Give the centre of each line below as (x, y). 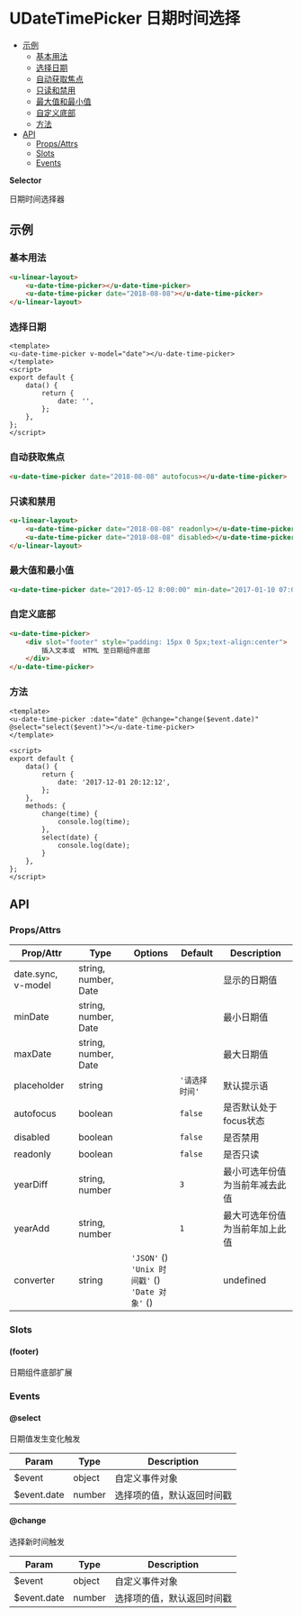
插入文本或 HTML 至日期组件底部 (96, 650)
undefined (245, 1280)
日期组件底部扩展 (41, 1372)
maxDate (33, 1054)
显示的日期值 (250, 980)
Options (151, 953)
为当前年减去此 (255, 1185)
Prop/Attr (42, 953)
